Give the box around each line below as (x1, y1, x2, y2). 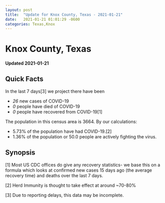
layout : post (5, 7, 33, 13)
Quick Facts (5, 75, 44, 83)
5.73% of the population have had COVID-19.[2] (12, 128, 112, 134)
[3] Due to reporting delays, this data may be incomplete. (5, 192, 124, 198)
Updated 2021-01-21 (5, 60, 49, 66)
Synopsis (5, 148, 35, 157)
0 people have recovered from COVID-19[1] (12, 109, 102, 115)
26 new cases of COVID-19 (12, 98, 69, 104)
